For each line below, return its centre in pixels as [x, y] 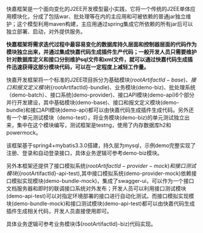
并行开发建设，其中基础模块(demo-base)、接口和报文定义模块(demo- [93, 102]
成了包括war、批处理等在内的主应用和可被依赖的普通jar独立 [112, 16]
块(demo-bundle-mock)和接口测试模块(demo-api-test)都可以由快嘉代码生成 [101, 203]
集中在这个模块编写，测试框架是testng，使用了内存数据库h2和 [94, 125]
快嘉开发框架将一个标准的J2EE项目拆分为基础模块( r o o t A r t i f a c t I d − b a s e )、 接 [101, 80]
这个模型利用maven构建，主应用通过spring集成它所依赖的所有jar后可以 [105, 24]
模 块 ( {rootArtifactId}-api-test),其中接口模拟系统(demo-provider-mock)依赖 [99, 173]
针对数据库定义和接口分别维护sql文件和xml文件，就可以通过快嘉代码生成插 [100, 59]
